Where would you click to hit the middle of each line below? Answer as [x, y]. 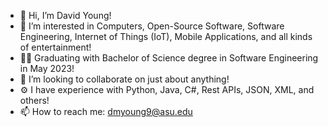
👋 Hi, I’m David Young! [65, 15]
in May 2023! [47, 68]
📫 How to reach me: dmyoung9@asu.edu [106, 111]
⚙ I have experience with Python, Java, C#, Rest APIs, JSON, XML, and [167, 89]
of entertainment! [55, 47]
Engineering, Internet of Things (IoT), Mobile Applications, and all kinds [166, 36]
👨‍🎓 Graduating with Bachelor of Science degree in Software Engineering [169, 58]
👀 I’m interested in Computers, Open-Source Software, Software [152, 26]
